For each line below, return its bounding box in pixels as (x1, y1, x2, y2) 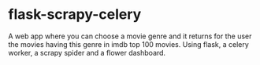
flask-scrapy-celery (8, 5, 142, 23)
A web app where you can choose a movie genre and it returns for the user (8, 31, 252, 41)
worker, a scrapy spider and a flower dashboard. (8, 48, 166, 57)
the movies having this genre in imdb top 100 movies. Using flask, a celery (8, 39, 250, 49)
